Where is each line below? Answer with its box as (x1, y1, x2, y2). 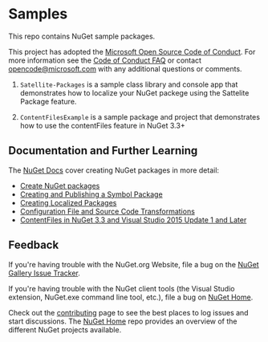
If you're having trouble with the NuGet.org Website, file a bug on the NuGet (8, 259, 259, 269)
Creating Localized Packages (19, 197, 117, 207)
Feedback (8, 238, 59, 252)
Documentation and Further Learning (8, 144, 198, 157)
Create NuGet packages (19, 181, 100, 190)
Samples (8, 5, 68, 23)
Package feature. (19, 96, 77, 106)
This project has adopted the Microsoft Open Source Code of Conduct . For (8, 47, 256, 56)
